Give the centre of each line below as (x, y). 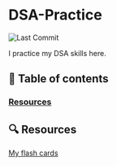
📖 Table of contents (58, 79)
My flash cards (33, 153)
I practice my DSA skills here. (58, 53)
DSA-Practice (56, 15)
